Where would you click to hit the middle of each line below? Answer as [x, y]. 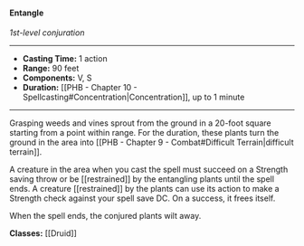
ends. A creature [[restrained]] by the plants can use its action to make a [144, 189]
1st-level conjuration [47, 33]
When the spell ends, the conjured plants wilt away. [105, 216]
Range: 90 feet [51, 69]
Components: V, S [57, 78]
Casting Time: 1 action [65, 59]
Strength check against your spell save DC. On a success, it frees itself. [142, 198]
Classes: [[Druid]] [43, 233]
